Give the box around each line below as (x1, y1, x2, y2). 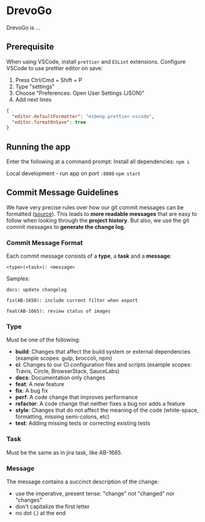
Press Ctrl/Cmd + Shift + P (15, 76, 83, 83)
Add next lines (15, 95, 52, 103)
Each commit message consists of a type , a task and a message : (6, 252, 172, 260)
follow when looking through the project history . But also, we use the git (6, 217, 190, 224)
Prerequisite (6, 42, 54, 52)
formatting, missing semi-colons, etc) (15, 413, 110, 420)
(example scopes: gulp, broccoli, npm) (15, 354, 113, 362)
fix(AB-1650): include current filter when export (6, 297, 138, 304)
